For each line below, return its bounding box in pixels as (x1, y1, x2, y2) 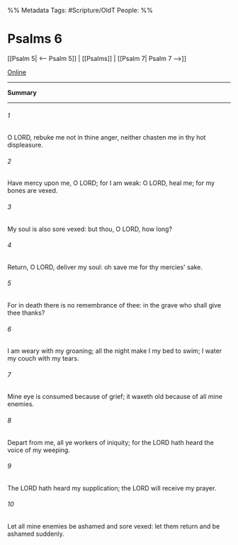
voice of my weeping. (7, 446, 71, 454)
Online (7, 67, 27, 77)
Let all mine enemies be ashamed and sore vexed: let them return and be (7, 522, 220, 530)
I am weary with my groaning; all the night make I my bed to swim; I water (7, 347, 222, 355)
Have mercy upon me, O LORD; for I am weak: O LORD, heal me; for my (7, 179, 215, 187)
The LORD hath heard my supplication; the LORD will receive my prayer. (7, 483, 217, 492)
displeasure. (7, 141, 44, 150)
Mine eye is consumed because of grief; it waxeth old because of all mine (7, 393, 223, 401)
